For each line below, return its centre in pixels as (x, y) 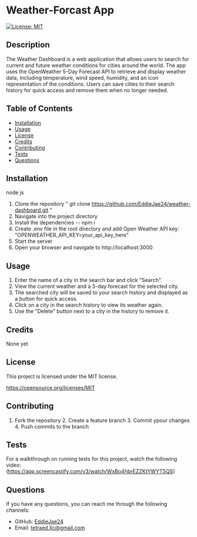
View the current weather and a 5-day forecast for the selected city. (97, 286)
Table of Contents (40, 109)
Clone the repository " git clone (52, 204)
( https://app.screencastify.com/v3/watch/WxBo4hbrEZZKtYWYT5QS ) (91, 471)
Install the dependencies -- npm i (55, 223)
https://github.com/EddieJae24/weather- (141, 204)
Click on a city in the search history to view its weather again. (89, 305)
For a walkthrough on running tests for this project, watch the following (92, 459)
